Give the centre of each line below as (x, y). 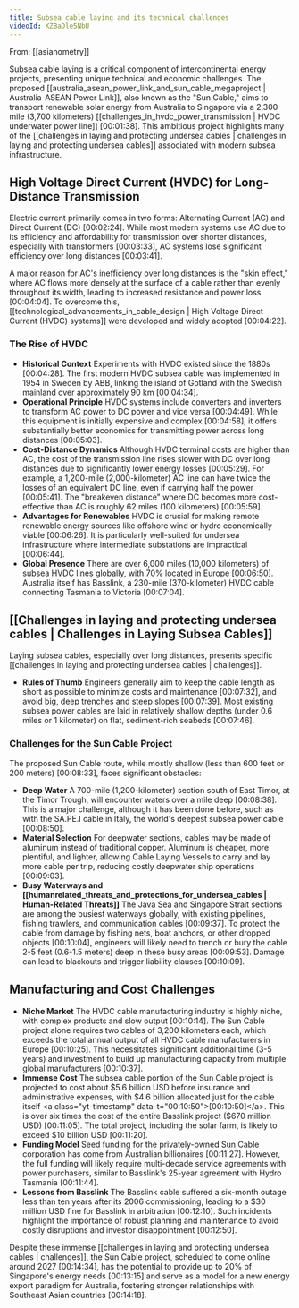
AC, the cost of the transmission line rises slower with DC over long (146, 458)
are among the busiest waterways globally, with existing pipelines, (144, 913)
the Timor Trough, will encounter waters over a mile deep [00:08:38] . (149, 799)
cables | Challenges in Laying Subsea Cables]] (141, 634)
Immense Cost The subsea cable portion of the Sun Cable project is (148, 1077)
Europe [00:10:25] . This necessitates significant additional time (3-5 (147, 1049)
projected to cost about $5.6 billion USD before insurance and (136, 1087)
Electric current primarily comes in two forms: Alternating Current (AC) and (147, 218)
